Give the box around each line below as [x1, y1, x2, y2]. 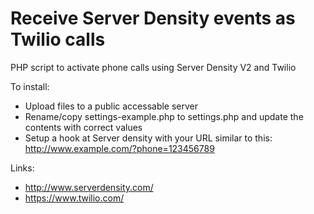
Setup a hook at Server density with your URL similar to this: [24, 132, 273, 144]
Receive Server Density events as [10, 7, 296, 30]
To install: [10, 80, 50, 92]
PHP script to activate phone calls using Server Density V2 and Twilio [10, 61, 297, 73]
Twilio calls [10, 28, 106, 51]
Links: [10, 162, 35, 174]
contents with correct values [24, 121, 143, 133]
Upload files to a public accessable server [24, 100, 199, 112]
